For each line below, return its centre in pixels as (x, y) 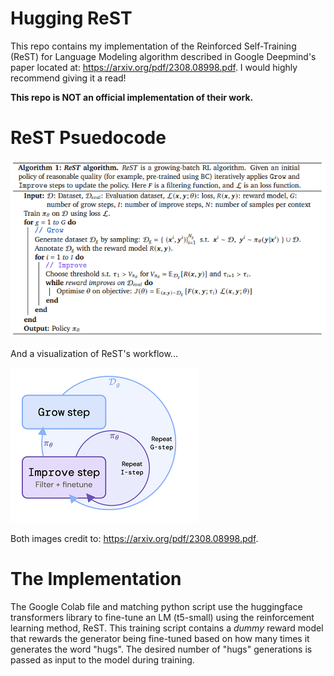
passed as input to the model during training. (102, 660)
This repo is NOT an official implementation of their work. (132, 97)
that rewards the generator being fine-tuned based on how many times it (160, 639)
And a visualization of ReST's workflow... (94, 354)
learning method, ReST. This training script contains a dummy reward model (167, 628)
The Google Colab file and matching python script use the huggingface (156, 607)
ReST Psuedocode (88, 138)
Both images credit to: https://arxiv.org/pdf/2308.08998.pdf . (134, 539)
